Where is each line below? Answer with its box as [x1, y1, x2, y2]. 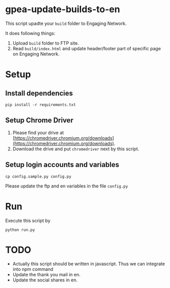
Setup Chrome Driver [5, 116, 74, 125]
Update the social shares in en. [12, 277, 78, 283]
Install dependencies [5, 89, 73, 98]
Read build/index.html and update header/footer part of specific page [12, 45, 161, 51]
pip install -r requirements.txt [5, 102, 76, 107]
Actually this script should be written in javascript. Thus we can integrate [12, 261, 165, 267]
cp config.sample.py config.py [5, 174, 72, 179]
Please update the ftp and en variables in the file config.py [5, 183, 128, 189]
